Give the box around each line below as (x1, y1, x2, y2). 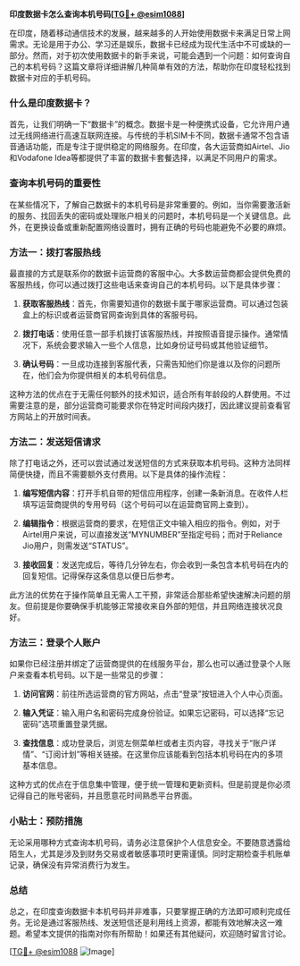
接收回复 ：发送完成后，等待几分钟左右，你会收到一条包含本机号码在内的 (21, 559, 288, 571)
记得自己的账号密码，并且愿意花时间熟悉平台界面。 (9, 791, 197, 801)
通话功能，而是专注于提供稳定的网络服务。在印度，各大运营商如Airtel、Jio (16, 141, 290, 152)
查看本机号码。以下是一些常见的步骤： (24, 670, 166, 681)
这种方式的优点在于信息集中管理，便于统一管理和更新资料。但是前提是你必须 (9, 779, 291, 790)
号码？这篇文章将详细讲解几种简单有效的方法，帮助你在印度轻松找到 (39, 62, 291, 72)
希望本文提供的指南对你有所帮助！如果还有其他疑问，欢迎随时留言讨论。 (24, 928, 291, 939)
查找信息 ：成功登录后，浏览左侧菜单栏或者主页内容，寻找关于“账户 (21, 738, 269, 749)
